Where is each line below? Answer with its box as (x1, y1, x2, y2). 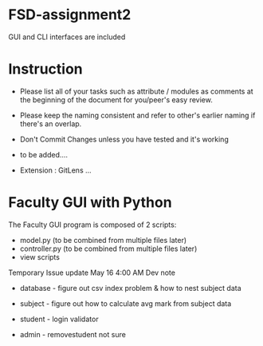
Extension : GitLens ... (19, 165, 92, 175)
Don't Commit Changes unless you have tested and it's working (19, 134, 229, 144)
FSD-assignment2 (8, 6, 131, 24)
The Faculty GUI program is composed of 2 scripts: (8, 220, 177, 229)
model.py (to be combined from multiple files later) (19, 235, 187, 245)
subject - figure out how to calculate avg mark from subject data (19, 298, 232, 308)
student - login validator (19, 314, 99, 324)
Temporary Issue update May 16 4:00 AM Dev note (8, 268, 175, 277)
